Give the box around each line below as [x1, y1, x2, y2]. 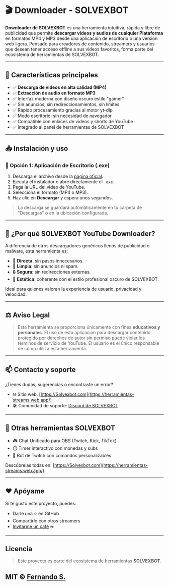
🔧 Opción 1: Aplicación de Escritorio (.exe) [5, 162, 110, 169]
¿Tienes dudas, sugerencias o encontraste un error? [5, 381, 113, 387]
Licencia [5, 544, 33, 553]
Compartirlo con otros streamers [12, 517, 80, 523]
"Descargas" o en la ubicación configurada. [17, 210, 109, 216]
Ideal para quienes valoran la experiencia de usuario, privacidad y [5, 286, 142, 292]
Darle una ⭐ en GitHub [12, 510, 59, 516]
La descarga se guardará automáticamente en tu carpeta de [17, 204, 142, 210]
